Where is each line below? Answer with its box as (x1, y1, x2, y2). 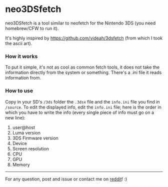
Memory (12, 161, 30, 167)
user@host (12, 124, 35, 130)
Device (12, 140, 27, 146)
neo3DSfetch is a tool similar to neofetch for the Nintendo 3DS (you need (5, 20, 156, 26)
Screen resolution (12, 145, 49, 151)
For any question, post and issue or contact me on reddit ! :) (5, 176, 127, 182)
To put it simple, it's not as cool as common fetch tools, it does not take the (5, 64, 160, 70)
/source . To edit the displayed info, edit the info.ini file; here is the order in (5, 104, 161, 110)
